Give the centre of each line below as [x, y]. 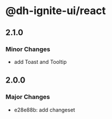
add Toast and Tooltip [40, 62]
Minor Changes [28, 49]
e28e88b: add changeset [45, 110]
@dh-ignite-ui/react [56, 11]
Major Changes [28, 97]
